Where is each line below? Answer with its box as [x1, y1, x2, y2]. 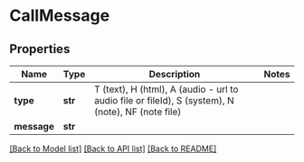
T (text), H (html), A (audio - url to [93, 83, 239, 95]
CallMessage [9, 5, 110, 26]
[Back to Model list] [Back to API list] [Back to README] [9, 143, 217, 154]
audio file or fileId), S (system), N [93, 94, 235, 106]
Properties [9, 41, 71, 57]
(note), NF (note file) [93, 105, 182, 118]
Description [148, 68, 201, 80]
